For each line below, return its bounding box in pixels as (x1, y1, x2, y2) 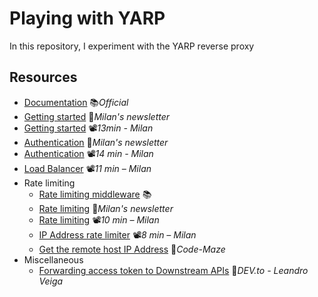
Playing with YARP (9, 7, 166, 30)
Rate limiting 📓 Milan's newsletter (38, 202, 174, 214)
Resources (9, 69, 78, 86)
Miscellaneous (23, 253, 84, 266)
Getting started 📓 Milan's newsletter (23, 110, 171, 122)
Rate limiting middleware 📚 (38, 188, 152, 200)
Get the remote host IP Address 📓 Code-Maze (38, 243, 226, 255)
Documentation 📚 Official (23, 96, 129, 108)
